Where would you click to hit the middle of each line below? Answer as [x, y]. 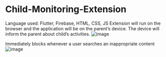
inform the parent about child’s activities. [48, 34]
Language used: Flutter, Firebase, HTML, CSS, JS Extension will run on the [83, 23]
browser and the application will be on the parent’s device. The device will [82, 28]
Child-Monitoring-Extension [66, 9]
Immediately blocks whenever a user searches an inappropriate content [80, 43]
